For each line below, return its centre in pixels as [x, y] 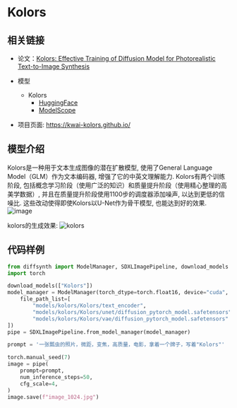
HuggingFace [58, 103]
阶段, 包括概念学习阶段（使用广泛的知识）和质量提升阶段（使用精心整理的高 [117, 185]
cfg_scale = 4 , [39, 384]
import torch [26, 273]
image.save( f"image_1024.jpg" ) [53, 397]
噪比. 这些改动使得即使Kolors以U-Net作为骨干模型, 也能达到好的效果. [107, 203]
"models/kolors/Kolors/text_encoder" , [90, 305]
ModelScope [57, 110]
